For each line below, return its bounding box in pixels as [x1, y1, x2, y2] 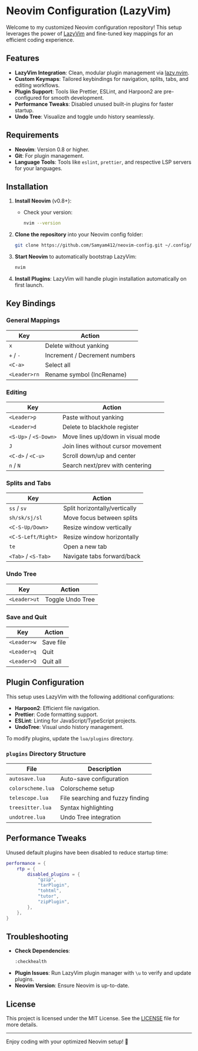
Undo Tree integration [60, 813, 121, 821]
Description [87, 764, 122, 773]
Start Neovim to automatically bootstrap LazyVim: [14, 253, 137, 261]
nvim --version [23, 220, 61, 226]
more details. [6, 1021, 38, 1028]
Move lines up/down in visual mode [62, 432, 160, 441]
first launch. [14, 282, 44, 288]
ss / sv [9, 504, 27, 512]
